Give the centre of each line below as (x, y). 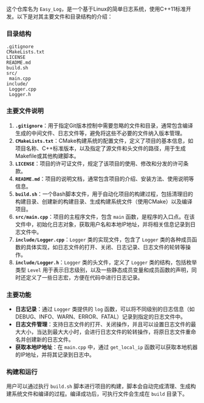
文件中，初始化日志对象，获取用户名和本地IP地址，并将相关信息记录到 (103, 224)
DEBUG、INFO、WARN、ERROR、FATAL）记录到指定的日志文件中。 (100, 316)
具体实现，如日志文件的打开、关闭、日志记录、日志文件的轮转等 (106, 247)
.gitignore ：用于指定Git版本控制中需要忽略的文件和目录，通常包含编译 (104, 125)
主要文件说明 (25, 111)
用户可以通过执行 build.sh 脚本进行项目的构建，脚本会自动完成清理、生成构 (101, 386)
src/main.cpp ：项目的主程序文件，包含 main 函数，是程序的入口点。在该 (105, 216)
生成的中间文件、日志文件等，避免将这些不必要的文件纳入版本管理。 (100, 133)
